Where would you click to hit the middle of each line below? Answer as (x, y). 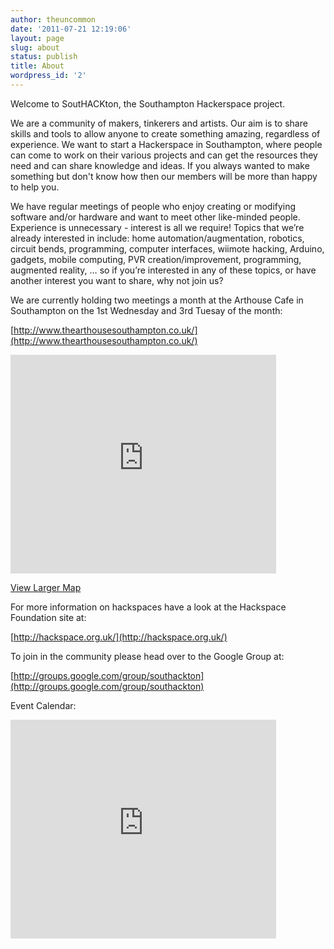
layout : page (37, 38)
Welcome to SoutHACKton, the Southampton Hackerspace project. (148, 103)
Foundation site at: (48, 617)
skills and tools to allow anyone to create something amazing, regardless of (165, 133)
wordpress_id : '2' (48, 76)
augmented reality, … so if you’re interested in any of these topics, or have (163, 270)
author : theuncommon (53, 19)
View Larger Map (46, 587)
